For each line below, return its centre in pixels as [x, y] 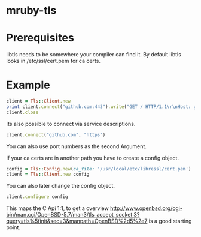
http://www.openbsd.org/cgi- [146, 208]
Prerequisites [40, 38]
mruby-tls [31, 10]
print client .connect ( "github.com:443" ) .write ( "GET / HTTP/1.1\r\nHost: [99, 106]
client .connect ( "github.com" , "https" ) [56, 135]
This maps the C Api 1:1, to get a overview [57, 208]
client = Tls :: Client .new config [48, 175]
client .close [22, 112]
